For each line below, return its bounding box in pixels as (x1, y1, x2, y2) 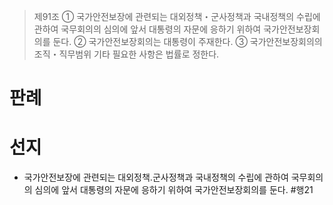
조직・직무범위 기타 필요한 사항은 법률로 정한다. (33, 48, 220, 60)
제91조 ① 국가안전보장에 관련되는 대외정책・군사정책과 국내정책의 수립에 (33, 11, 321, 22)
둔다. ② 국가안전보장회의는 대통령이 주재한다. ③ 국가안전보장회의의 (52, 36, 323, 47)
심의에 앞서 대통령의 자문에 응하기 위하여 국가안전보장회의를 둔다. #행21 (34, 184, 314, 196)
